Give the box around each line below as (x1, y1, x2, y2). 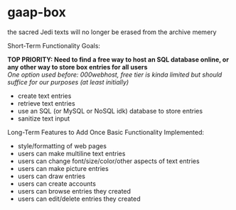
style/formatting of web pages (17, 141, 107, 150)
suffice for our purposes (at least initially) (7, 77, 129, 86)
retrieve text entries (17, 99, 76, 107)
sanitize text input (17, 114, 70, 123)
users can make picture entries (17, 164, 109, 172)
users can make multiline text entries (17, 149, 126, 157)
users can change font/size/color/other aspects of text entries (17, 157, 200, 165)
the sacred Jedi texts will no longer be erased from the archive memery (7, 28, 217, 36)
